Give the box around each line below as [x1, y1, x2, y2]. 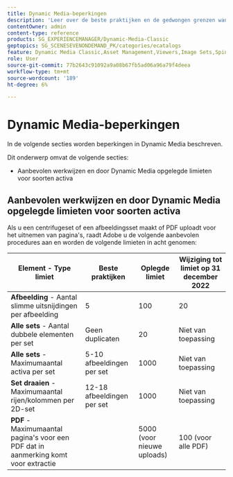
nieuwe [138, 442, 163, 451]
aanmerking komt [10, 450, 68, 460]
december [183, 272, 218, 281]
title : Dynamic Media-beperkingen [7, 10, 107, 17]
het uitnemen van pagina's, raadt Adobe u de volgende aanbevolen [7, 231, 200, 239]
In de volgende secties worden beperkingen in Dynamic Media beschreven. [7, 140, 223, 148]
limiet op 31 [180, 263, 221, 272]
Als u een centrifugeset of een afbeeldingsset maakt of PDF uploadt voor [7, 223, 216, 232]
